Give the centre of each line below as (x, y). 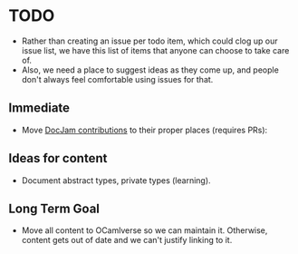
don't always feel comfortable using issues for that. (117, 79)
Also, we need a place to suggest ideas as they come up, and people (150, 70)
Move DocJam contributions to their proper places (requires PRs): (144, 130)
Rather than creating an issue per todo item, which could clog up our (149, 41)
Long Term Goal (54, 208)
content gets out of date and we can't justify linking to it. (127, 240)
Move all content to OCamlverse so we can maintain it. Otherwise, (144, 230)
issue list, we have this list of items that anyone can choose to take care (155, 50)
